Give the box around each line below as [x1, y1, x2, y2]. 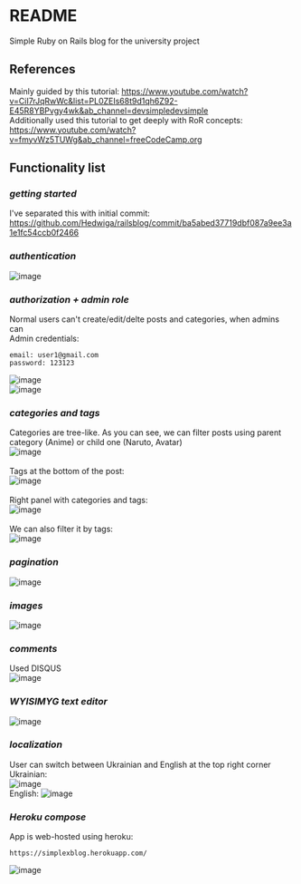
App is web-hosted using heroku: [9, 831, 134, 842]
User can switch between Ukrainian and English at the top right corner [9, 759, 271, 770]
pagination [9, 556, 59, 568]
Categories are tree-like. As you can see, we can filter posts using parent [9, 427, 282, 438]
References [9, 62, 76, 77]
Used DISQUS [9, 663, 61, 674]
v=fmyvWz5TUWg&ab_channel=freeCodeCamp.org [9, 133, 202, 145]
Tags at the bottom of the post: [9, 466, 125, 477]
